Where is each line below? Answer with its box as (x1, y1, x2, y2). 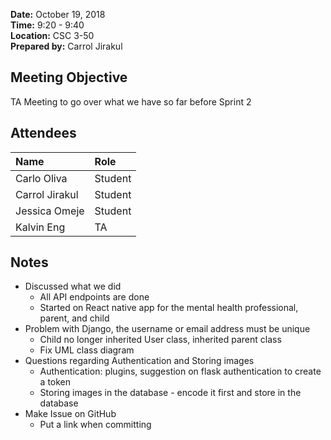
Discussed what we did (24, 280, 122, 293)
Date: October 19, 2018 (10, 9, 106, 20)
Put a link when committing (39, 419, 152, 431)
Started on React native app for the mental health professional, (39, 302, 299, 314)
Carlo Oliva (15, 171, 68, 185)
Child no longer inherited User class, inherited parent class (39, 334, 282, 346)
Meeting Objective (10, 69, 128, 86)
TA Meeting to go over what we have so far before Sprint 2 (10, 95, 252, 108)
